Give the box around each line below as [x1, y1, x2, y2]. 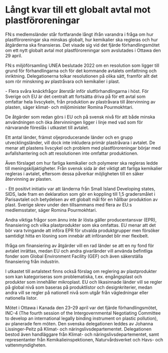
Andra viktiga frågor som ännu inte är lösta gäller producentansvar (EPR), [5, 216, 157, 222]
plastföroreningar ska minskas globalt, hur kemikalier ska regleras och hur [5, 37, 158, 43]
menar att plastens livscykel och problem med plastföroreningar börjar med [5, 145, 161, 151]
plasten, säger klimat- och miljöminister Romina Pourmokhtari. [5, 104, 134, 110]
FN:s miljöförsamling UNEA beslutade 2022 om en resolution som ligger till [5, 62, 159, 68]
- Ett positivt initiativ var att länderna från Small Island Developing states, [5, 185, 155, 192]
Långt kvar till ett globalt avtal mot [5, 4, 150, 16]
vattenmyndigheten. [5, 342, 47, 348]
